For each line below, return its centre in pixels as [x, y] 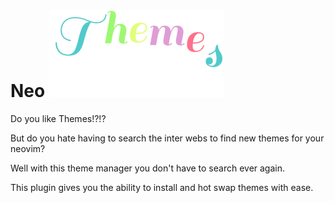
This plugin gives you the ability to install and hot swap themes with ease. [162, 187]
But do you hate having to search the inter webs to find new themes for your [167, 138]
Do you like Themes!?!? [58, 118]
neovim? [28, 148]
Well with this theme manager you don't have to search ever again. [148, 168]
